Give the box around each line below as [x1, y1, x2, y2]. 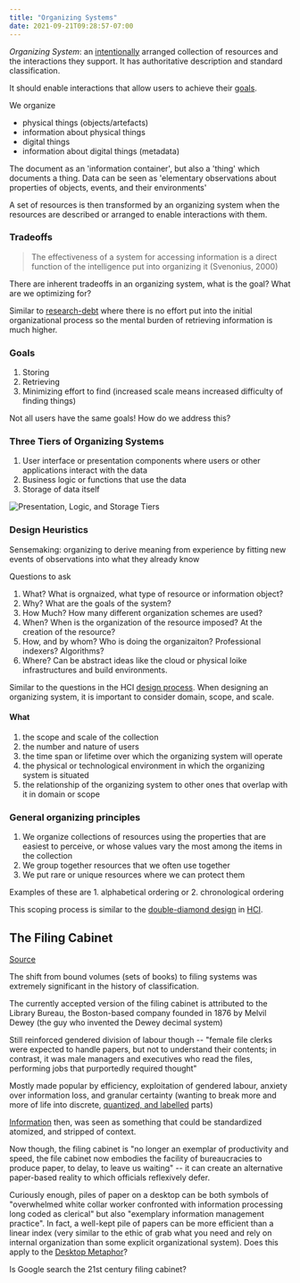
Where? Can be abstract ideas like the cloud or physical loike [21, 654, 247, 665]
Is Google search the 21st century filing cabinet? [9, 1264, 187, 1274]
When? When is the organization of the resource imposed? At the [21, 617, 262, 628]
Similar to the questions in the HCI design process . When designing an [9, 681, 269, 692]
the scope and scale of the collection [21, 731, 159, 742]
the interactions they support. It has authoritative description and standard [9, 56, 283, 66]
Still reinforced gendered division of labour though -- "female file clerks [9, 1035, 273, 1045]
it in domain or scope [21, 789, 101, 800]
